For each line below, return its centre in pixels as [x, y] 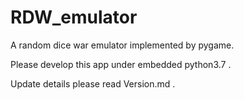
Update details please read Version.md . [93, 83]
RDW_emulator [74, 17]
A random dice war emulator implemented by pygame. [122, 45]
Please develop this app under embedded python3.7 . [121, 64]
